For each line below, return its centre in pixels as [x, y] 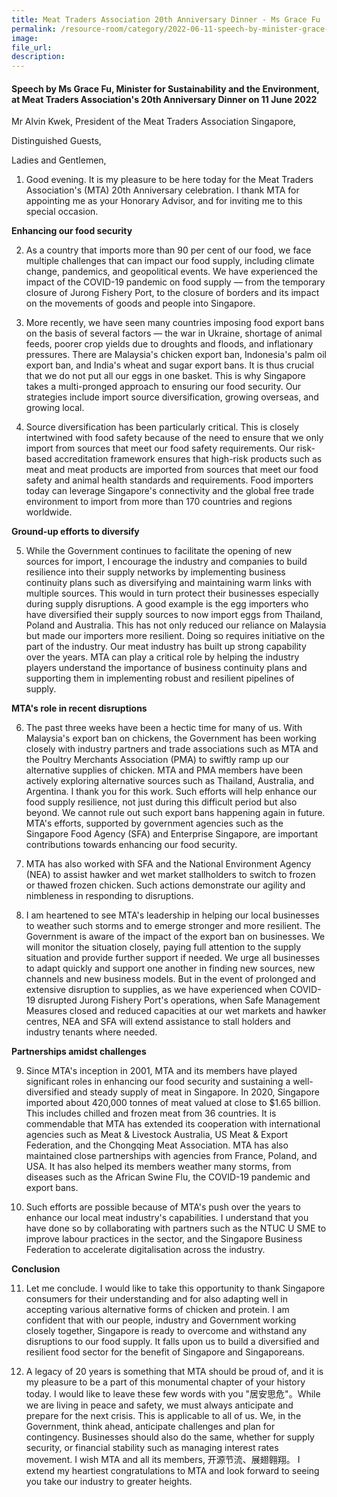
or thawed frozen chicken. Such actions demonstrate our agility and [165, 885]
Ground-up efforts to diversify [75, 532]
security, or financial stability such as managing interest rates [152, 1448]
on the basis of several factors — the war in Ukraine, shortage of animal [174, 333]
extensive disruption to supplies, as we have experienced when [156, 990]
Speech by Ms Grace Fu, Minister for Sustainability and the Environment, [165, 88]
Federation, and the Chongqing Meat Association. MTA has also [157, 1145]
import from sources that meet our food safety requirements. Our [160, 448]
